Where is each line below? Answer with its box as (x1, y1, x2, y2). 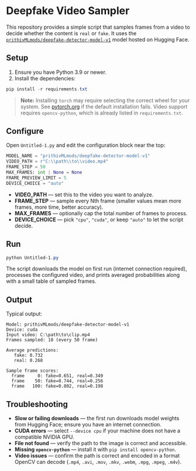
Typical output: (6, 310, 43, 317)
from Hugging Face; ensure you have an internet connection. (14, 421, 162, 428)
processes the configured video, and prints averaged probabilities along (6, 272, 180, 279)
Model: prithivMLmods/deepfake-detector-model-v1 (6, 321, 130, 328)
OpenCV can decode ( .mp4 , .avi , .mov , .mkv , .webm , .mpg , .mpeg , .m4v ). (14, 459, 181, 465)
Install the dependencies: (14, 74, 76, 82)
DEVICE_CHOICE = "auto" (6, 180, 64, 186)
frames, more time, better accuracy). (14, 204, 104, 211)
